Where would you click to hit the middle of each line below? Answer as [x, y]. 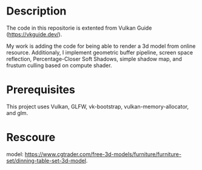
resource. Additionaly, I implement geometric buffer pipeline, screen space [99, 52]
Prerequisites [41, 90]
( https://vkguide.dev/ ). [34, 34]
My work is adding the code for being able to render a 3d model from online [101, 46]
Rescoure [31, 138]
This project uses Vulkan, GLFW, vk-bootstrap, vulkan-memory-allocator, [98, 106]
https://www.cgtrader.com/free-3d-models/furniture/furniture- [103, 154]
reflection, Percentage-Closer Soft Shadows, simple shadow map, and [94, 59]
